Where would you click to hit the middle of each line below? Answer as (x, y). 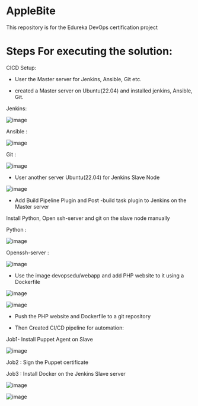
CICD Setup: (21, 68)
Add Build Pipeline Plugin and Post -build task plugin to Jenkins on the (100, 200)
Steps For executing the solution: (90, 51)
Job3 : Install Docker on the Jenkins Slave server (66, 373)
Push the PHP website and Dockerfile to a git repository (83, 316)
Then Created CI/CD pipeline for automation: (69, 328)
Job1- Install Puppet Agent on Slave (49, 339)
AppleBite (31, 11)
